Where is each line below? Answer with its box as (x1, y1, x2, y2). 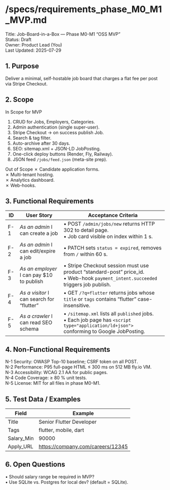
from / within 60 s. (63, 251, 108, 258)
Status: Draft (5, 36, 32, 43)
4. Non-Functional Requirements (5, 345, 110, 354)
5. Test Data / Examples (5, 395, 81, 403)
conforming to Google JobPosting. (63, 328, 145, 335)
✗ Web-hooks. (5, 182, 36, 188)
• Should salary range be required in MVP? (5, 473, 95, 479)
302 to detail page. (63, 227, 109, 234)
